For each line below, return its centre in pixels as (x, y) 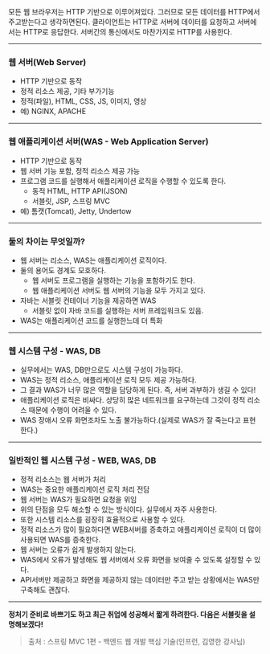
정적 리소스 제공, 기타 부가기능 (67, 92)
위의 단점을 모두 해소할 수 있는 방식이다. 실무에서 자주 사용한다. (119, 509)
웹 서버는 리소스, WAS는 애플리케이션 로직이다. (93, 260)
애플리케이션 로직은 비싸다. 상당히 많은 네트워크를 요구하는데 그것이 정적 (133, 400)
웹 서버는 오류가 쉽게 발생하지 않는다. (78, 550)
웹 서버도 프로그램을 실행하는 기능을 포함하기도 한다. (113, 280)
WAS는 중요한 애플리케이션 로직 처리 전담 (85, 489)
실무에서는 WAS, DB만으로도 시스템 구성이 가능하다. (101, 370)
